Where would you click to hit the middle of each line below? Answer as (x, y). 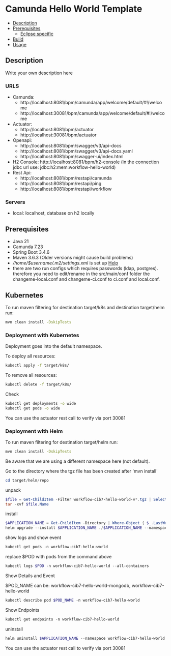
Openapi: (22, 140)
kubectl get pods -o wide (33, 408)
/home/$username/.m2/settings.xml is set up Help (65, 263)
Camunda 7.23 (28, 247)
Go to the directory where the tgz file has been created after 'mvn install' (81, 471)
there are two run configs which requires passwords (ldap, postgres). (85, 269)
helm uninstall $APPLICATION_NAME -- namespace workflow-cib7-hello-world (85, 638)
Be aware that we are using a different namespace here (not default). (78, 461)
